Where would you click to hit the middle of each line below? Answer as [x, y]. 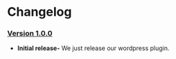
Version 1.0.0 [30, 34]
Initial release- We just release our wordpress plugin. [93, 48]
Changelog [39, 12]
